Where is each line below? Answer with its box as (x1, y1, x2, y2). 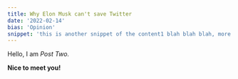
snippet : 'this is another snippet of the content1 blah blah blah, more (7, 30, 232, 38)
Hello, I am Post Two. (7, 50, 70, 58)
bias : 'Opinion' (7, 23, 56, 31)
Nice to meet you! (7, 63, 61, 72)
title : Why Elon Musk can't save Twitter (7, 10, 133, 18)
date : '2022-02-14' (7, 17, 66, 24)
